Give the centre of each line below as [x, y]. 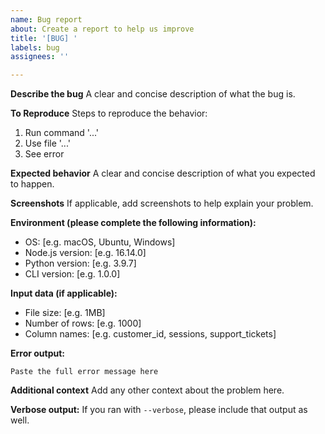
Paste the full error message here [84, 372]
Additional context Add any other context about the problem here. [147, 390]
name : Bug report [46, 19]
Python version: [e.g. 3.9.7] [80, 263]
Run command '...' [62, 133]
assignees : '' [40, 57]
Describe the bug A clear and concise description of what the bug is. [153, 94]
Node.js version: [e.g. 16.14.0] [85, 253]
